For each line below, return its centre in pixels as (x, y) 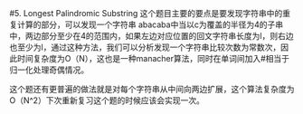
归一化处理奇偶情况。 (49, 70)
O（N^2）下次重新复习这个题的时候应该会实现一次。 (107, 100)
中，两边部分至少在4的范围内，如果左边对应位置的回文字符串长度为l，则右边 (151, 36)
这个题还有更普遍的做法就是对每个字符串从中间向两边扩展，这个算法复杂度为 (152, 89)
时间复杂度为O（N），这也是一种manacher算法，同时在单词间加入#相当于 (153, 58)
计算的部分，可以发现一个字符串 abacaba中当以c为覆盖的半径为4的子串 (150, 24)
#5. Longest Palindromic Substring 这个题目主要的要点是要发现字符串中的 (146, 13)
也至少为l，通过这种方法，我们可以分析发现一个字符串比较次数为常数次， (145, 47)
